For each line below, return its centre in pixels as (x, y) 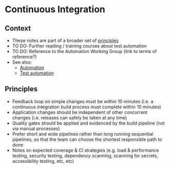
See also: (22, 62)
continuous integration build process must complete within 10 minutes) (87, 107)
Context (18, 28)
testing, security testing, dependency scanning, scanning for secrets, (85, 155)
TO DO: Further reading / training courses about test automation (79, 46)
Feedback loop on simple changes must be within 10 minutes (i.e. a (83, 101)
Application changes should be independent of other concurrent (80, 112)
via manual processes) (36, 128)
